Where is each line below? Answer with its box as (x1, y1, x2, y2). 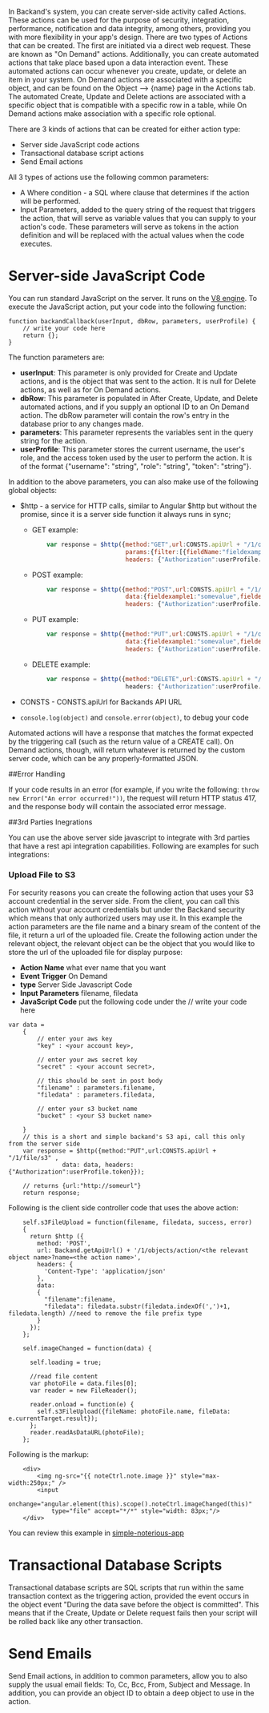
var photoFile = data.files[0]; (29, 1379, 138, 1387)
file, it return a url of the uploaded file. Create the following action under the (8, 930, 258, 940)
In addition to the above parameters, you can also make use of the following (8, 476, 259, 487)
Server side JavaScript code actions (19, 140, 140, 149)
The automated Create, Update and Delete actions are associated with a (8, 92, 247, 101)
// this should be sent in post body (37, 1077, 163, 1085)
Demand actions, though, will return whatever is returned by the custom (8, 744, 246, 755)
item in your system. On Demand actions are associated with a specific (8, 75, 243, 84)
